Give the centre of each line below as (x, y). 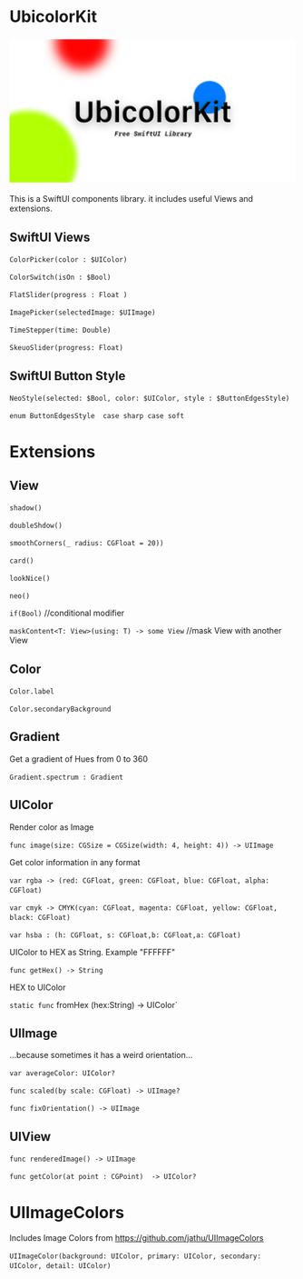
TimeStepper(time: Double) (60, 330)
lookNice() (30, 579)
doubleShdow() (36, 526)
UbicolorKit (54, 17)
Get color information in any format (75, 862)
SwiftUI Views (50, 237)
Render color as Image (52, 827)
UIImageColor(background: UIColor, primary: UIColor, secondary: (135, 1256)
